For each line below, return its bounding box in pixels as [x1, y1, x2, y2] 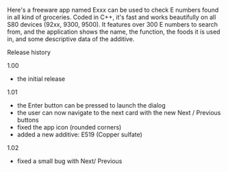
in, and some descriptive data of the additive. [7, 35, 135, 43]
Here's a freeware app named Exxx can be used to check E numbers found [7, 6, 219, 14]
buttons [16, 116, 39, 124]
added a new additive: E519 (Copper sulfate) [16, 130, 142, 138]
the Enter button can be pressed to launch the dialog [16, 101, 166, 109]
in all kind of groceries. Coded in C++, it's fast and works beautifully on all [7, 13, 216, 21]
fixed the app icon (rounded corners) [16, 123, 122, 131]
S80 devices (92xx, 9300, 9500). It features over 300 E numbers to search [7, 21, 218, 28]
